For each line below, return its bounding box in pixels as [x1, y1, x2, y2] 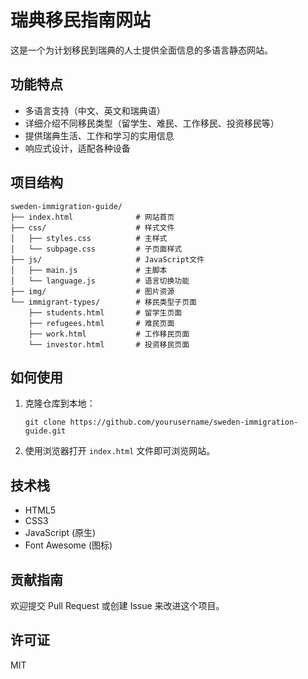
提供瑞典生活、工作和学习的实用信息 [24, 129, 175, 141]
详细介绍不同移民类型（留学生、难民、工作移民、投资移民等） [24, 117, 280, 129]
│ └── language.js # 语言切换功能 [10, 276, 190, 286]
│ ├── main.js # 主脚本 [10, 265, 168, 275]
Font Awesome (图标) [24, 539, 113, 551]
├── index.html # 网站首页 [10, 212, 175, 222]
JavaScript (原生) [24, 527, 97, 539]
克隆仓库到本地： [24, 397, 96, 410]
